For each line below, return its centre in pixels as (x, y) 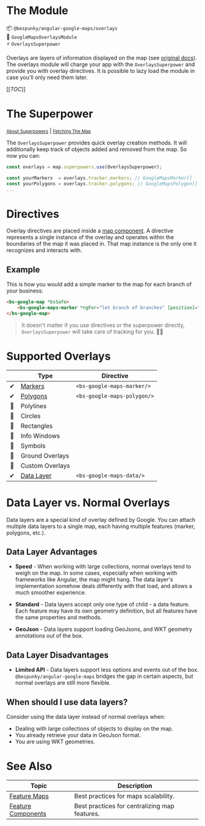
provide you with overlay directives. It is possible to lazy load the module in (101, 70)
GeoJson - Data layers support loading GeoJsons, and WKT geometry (104, 629)
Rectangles (37, 426)
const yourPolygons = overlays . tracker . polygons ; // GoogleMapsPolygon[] (102, 184)
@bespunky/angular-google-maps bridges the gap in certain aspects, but (104, 676)
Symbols (33, 445)
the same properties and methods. (59, 617)
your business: (25, 291)
